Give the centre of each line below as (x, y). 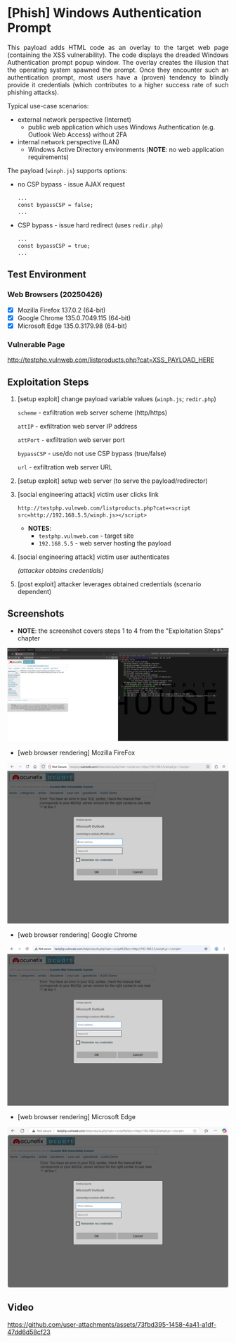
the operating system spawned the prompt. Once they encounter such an (118, 70)
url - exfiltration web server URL (65, 467)
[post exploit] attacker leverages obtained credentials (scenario (109, 584)
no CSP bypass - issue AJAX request (71, 184)
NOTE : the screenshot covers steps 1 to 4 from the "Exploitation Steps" (120, 631)
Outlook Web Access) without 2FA (78, 134)
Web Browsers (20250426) (55, 295)
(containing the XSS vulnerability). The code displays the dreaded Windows (118, 55)
